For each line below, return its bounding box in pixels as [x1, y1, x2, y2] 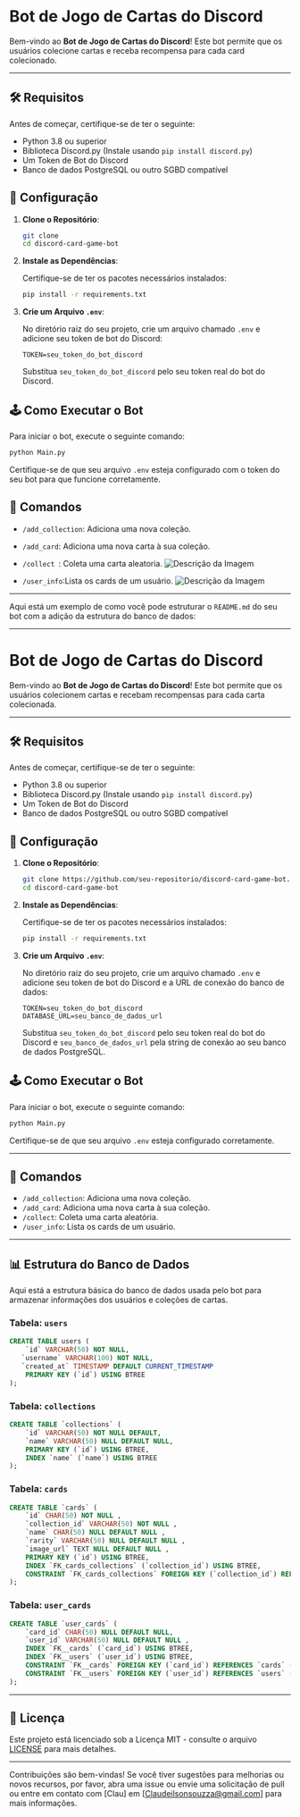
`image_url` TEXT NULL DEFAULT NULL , [25, 1544, 170, 1553]
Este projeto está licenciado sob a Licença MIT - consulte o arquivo [9, 1734, 257, 1745]
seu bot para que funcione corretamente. [9, 474, 161, 484]
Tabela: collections [9, 1400, 96, 1412]
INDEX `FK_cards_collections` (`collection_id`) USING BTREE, [25, 1561, 262, 1570]
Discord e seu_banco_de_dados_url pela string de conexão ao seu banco [21, 1037, 287, 1047]
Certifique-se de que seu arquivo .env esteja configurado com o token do [9, 464, 280, 475]
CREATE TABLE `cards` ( [9, 1503, 98, 1512]
